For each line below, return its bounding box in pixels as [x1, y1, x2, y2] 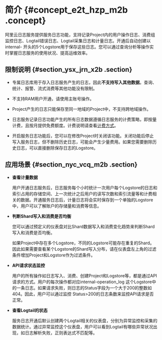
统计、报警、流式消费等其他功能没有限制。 [12, 85, 97, 91]
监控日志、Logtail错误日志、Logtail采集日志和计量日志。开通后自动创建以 [5, 37, 151, 44]
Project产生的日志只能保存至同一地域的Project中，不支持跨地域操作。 [12, 106, 151, 112]
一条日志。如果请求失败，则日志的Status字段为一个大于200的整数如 [16, 285, 152, 290]
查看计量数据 [12, 174, 38, 180]
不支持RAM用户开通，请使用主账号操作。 [12, 96, 95, 102]
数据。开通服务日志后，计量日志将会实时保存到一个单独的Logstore [20, 197, 154, 203]
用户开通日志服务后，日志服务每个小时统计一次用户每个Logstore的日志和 [12, 185, 158, 190]
